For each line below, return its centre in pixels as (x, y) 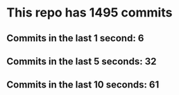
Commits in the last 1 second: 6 (75, 38)
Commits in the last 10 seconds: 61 (83, 85)
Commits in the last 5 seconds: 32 (82, 61)
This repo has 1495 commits (89, 13)
